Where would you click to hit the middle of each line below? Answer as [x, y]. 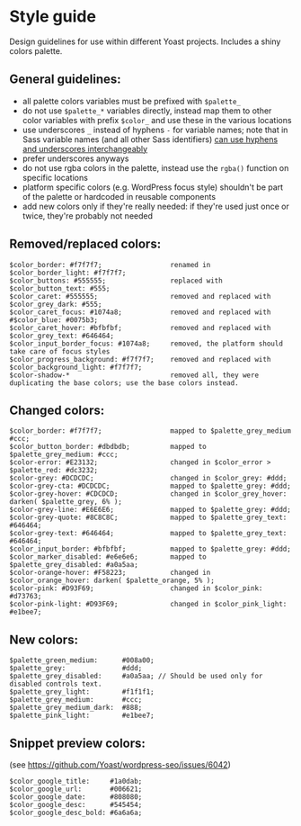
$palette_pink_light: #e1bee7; [82, 716]
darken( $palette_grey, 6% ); [66, 502]
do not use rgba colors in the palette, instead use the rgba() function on [155, 167]
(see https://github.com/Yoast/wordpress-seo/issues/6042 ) [120, 765]
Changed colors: [57, 410]
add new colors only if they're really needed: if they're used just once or [156, 206]
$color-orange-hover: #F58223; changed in [110, 573]
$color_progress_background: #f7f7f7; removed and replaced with [140, 359]
